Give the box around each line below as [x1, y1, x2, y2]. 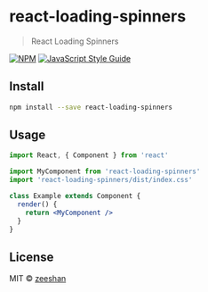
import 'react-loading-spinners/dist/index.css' [9, 176, 193, 185]
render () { [17, 199, 58, 209]
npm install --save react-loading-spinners [9, 103, 173, 112]
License [9, 249, 54, 264]
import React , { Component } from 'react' [9, 151, 169, 160]
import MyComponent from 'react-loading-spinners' [9, 167, 201, 176]
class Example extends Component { [9, 192, 141, 201]
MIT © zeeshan [9, 273, 67, 284]
